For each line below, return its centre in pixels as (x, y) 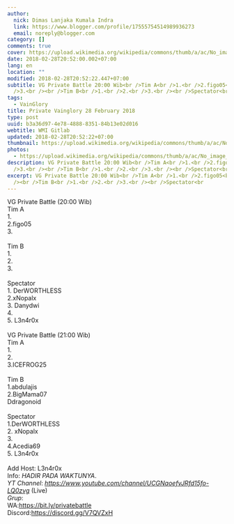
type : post (23, 117)
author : (18, 14)
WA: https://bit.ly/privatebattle (49, 505)
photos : (18, 150)
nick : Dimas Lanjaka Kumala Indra (63, 20)
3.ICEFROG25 (27, 365)
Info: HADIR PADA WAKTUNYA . (52, 476)
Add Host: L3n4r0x (35, 468)
